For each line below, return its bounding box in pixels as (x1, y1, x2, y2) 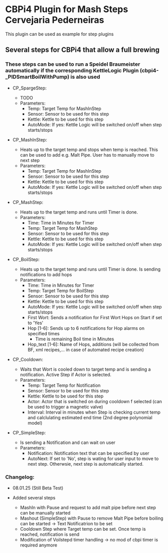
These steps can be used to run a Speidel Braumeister (5, 61, 140, 68)
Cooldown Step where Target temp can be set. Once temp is (20, 526, 146, 532)
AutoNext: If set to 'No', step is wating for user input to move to (27, 456, 159, 462)
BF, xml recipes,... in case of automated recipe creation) (27, 346, 144, 353)
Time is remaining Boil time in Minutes (35, 336, 115, 342)
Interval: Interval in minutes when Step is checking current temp (27, 409, 160, 415)
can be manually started (20, 510, 71, 516)
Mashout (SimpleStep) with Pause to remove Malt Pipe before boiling (20, 515, 163, 521)
